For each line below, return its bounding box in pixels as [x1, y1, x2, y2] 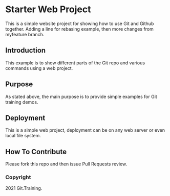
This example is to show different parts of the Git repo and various [5, 60, 145, 66]
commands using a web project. [5, 65, 73, 71]
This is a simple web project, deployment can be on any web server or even [5, 127, 165, 133]
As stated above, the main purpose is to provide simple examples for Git [5, 93, 157, 100]
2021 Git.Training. [5, 185, 42, 191]
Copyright [5, 174, 31, 181]
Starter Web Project [5, 4, 91, 15]
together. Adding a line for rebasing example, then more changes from [5, 26, 154, 32]
